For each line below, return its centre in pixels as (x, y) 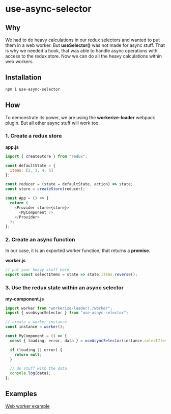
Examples (21, 394)
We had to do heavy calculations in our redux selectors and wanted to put (83, 40)
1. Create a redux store (34, 136)
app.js (12, 147)
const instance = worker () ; (35, 327)
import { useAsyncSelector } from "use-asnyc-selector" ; (67, 313)
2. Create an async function (40, 240)
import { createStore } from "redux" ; (46, 156)
